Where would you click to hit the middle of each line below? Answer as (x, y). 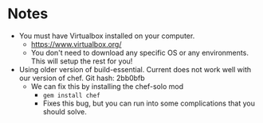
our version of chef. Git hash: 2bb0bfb (82, 78)
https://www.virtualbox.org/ (76, 44)
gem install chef (71, 95)
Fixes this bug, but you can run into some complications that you (149, 103)
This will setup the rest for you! (82, 61)
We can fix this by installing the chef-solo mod (107, 86)
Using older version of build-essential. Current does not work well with (135, 69)
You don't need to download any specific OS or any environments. (139, 52)
